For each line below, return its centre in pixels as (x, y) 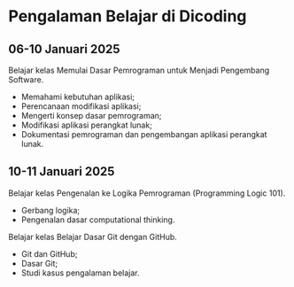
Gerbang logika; (50, 210)
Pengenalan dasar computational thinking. (98, 220)
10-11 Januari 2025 (62, 171)
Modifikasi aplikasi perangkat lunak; (86, 125)
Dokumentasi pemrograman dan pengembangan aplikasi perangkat (144, 134)
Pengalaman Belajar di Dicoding (128, 16)
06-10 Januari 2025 (64, 49)
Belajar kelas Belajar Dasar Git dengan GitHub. (93, 237)
